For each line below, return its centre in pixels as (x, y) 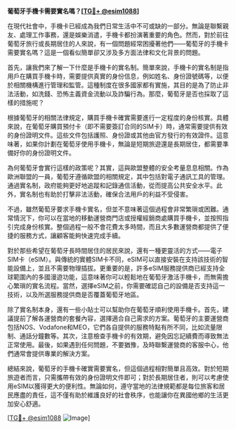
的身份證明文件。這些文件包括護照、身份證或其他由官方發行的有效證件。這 (115, 135)
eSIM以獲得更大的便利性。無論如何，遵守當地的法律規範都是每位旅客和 (116, 386)
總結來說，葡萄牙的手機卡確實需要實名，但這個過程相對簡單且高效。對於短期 (118, 368)
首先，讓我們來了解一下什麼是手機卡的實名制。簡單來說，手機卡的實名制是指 (118, 67)
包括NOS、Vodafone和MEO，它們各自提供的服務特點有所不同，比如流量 (112, 327)
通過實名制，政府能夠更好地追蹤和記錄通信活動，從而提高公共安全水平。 (112, 185)
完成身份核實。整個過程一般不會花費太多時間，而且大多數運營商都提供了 (118, 227)
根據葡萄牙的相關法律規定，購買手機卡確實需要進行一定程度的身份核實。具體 (118, 118)
